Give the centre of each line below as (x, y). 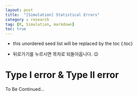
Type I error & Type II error (62, 75)
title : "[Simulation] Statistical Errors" (53, 15)
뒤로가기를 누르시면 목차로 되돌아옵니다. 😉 (56, 54)
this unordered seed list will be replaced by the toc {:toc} (73, 43)
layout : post (19, 10)
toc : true (16, 29)
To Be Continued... (25, 89)
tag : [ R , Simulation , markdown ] (40, 24)
